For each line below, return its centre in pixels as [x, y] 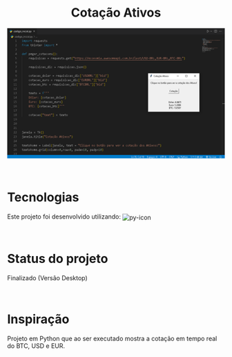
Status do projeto [58, 258]
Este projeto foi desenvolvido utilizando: [64, 217]
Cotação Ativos [116, 13]
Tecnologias [43, 198]
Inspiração [38, 319]
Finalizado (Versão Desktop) [47, 277]
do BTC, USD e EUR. [36, 346]
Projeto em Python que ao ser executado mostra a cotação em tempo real [112, 338]
